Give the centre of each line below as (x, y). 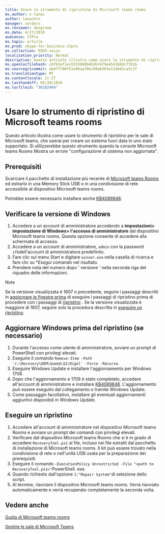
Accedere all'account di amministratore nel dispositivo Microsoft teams (84, 427)
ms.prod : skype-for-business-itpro (41, 46)
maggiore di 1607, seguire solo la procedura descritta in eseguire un (74, 308)
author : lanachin (23, 19)
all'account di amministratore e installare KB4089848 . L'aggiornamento (84, 384)
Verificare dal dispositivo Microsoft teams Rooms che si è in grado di (82, 437)
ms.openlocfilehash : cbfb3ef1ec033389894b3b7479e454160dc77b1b (71, 64)
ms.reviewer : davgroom (28, 28)
